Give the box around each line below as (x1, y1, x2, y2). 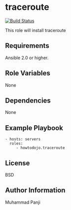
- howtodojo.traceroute (16, 145, 65, 150)
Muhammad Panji (5, 199, 40, 205)
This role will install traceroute (5, 27, 66, 33)
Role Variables (5, 69, 50, 77)
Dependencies (5, 96, 51, 105)
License (5, 159, 30, 167)
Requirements (5, 41, 49, 50)
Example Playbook (5, 124, 63, 132)
